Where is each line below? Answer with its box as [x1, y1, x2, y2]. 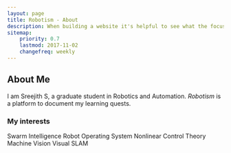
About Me [7, 73, 50, 86]
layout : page [7, 10, 45, 17]
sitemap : [7, 29, 32, 36]
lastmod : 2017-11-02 [19, 42, 78, 49]
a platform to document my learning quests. [7, 99, 131, 107]
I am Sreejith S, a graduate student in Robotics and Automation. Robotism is [7, 92, 221, 100]
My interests [7, 116, 50, 126]
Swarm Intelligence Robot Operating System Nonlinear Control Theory [7, 132, 206, 140]
